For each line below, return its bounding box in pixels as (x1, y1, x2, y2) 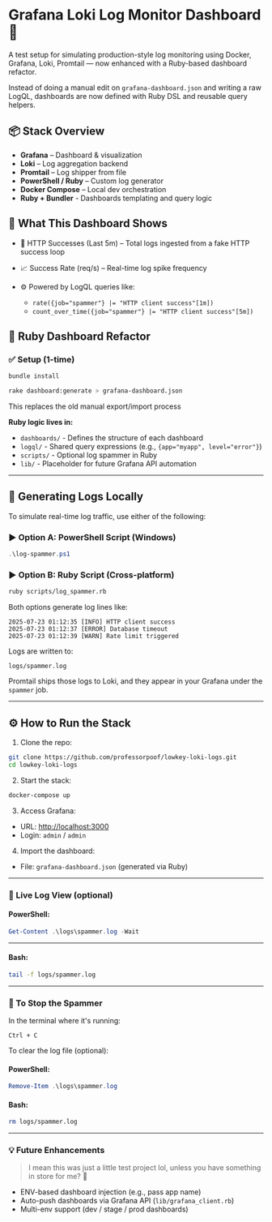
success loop (19, 247, 66, 256)
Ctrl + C (8, 1031, 38, 1040)
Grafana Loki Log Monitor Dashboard (8, 6, 261, 24)
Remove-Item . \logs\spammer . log (8, 1083, 117, 1091)
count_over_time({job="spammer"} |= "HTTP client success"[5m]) (32, 307, 254, 315)
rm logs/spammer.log (8, 1117, 79, 1126)
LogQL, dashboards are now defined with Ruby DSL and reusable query (8, 91, 249, 101)
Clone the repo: (19, 737, 73, 747)
